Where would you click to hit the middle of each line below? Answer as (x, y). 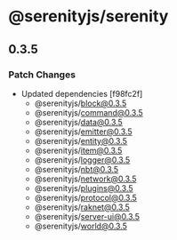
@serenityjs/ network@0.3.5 (85, 179)
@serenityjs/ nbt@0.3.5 (76, 169)
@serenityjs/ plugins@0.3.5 (84, 188)
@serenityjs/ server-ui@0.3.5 (87, 216)
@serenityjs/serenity (88, 16)
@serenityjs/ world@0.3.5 (81, 226)
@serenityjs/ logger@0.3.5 (82, 160)
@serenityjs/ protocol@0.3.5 (85, 197)
